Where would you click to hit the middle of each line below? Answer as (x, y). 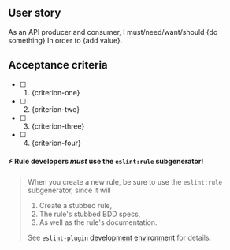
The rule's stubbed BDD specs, (90, 214)
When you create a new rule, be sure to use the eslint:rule (125, 181)
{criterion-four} (56, 143)
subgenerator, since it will (69, 190)
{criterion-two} (56, 109)
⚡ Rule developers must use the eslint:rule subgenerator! (106, 162)
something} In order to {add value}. (65, 40)
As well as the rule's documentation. (98, 222)
